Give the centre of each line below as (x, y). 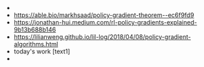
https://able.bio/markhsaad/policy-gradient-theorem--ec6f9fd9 (104, 15)
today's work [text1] (42, 51)
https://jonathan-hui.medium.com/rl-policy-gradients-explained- (105, 22)
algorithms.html (36, 44)
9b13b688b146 (35, 29)
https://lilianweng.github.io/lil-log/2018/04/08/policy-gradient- (102, 37)
